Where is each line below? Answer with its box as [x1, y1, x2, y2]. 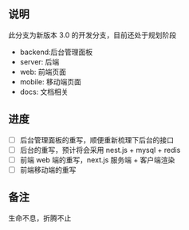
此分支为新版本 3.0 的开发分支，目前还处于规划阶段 [8, 30, 177, 40]
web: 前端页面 [19, 67, 66, 76]
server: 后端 [19, 57, 60, 66]
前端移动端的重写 [19, 165, 77, 174]
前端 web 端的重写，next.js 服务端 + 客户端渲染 [19, 154, 175, 165]
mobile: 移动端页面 [19, 76, 81, 86]
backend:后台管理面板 [19, 47, 93, 57]
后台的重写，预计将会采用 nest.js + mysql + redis [19, 145, 181, 154]
